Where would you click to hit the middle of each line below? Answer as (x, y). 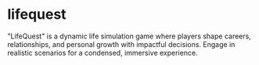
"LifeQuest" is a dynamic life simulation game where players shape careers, (129, 36)
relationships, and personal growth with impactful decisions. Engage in (121, 44)
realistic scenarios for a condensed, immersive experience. (103, 52)
